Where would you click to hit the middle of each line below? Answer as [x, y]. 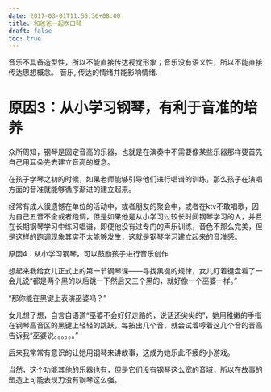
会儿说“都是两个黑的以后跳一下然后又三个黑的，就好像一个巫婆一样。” [123, 281]
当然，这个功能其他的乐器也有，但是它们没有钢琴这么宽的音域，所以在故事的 [135, 370]
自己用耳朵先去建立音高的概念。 [61, 162]
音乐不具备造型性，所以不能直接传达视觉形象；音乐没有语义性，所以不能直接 [135, 62]
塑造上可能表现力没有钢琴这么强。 [65, 380]
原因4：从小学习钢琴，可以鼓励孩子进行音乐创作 [89, 254]
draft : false [30, 31]
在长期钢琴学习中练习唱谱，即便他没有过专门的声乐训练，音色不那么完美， [132, 227]
